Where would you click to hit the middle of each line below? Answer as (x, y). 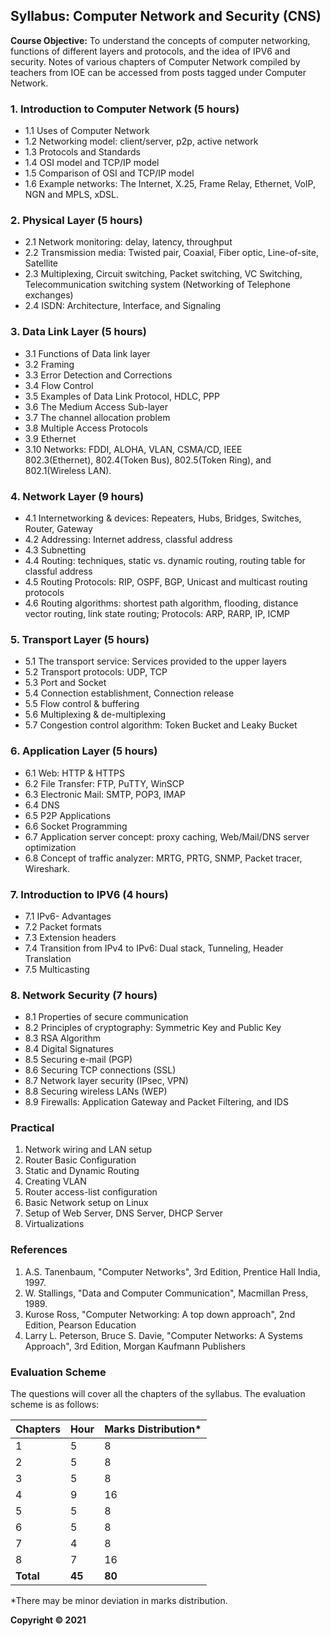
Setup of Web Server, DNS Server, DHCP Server (123, 1213)
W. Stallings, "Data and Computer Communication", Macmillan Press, (166, 1293)
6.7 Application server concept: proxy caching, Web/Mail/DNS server (167, 836)
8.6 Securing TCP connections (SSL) (100, 1070)
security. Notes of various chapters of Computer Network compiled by (155, 61)
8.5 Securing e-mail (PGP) (78, 1060)
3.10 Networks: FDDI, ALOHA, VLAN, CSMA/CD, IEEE (133, 449)
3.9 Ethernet (50, 438)
